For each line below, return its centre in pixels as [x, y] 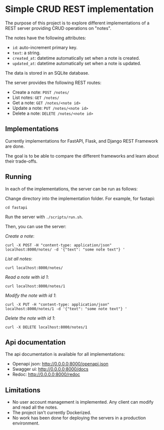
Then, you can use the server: [36, 226]
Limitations [23, 390]
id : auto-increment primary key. [45, 47]
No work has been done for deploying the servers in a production [79, 418]
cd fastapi [16, 207]
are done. [15, 146]
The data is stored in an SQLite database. [47, 73]
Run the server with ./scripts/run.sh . [44, 217]
